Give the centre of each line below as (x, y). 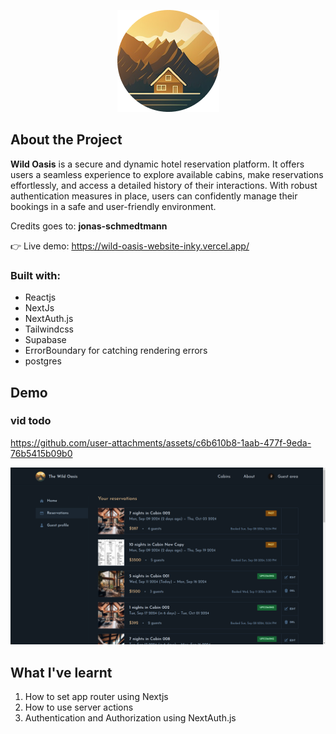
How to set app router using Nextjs (96, 697)
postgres (43, 361)
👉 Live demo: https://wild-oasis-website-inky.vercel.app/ (130, 246)
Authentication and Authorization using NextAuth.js (130, 718)
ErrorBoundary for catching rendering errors (116, 351)
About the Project (66, 140)
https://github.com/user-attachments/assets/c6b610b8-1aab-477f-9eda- (161, 442)
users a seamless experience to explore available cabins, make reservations (167, 174)
